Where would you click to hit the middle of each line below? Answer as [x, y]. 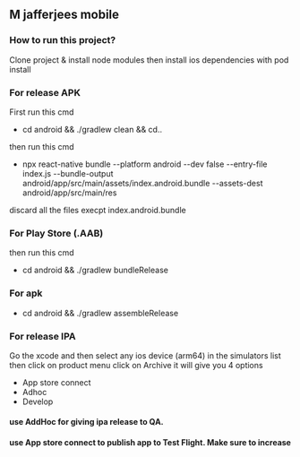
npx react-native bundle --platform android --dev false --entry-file [145, 164]
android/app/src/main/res [69, 193]
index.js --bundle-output [68, 173]
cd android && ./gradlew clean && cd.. [92, 129]
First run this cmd [42, 112]
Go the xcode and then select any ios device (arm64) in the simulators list [146, 355]
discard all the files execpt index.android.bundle [98, 210]
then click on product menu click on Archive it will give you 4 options [136, 365]
